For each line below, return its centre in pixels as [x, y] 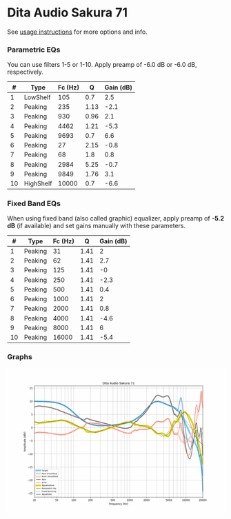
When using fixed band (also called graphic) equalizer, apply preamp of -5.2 [116, 218]
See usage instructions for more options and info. [78, 32]
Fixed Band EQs [34, 203]
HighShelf [38, 183]
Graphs [20, 357]
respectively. [25, 72]
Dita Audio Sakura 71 [67, 13]
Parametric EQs [34, 50]
